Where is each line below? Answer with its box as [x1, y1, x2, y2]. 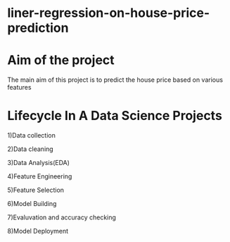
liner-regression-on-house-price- [7, 5, 210, 21]
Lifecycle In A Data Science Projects [7, 108, 223, 124]
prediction [7, 20, 69, 36]
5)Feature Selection [7, 186, 65, 195]
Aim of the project [7, 52, 115, 68]
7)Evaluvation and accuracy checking [7, 213, 116, 222]
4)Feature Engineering [7, 172, 72, 181]
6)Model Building [7, 200, 57, 208]
